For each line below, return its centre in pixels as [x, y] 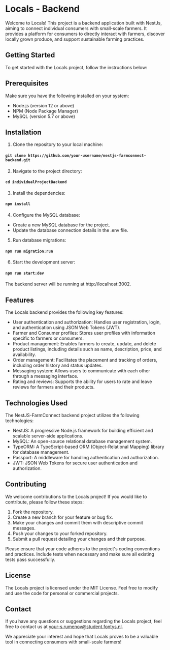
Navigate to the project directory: [47, 171]
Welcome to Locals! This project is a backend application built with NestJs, [84, 23]
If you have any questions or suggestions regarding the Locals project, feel [83, 622]
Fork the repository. [33, 512]
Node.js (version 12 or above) [43, 105]
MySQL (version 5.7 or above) [44, 116]
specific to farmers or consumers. [48, 338]
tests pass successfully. [30, 559]
